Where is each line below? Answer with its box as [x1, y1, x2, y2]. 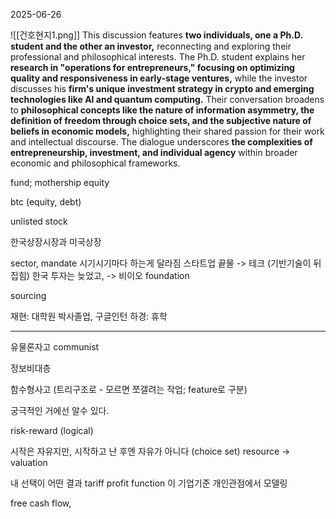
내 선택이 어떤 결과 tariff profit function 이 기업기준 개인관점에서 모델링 [10, 477, 288, 489]
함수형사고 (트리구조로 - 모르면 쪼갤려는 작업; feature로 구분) [10, 384, 248, 395]
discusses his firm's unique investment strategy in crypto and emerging [10, 83, 315, 94]
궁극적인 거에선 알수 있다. [10, 405, 110, 416]
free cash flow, [10, 497, 72, 509]
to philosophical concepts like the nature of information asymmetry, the [10, 104, 315, 116]
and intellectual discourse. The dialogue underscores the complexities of [10, 136, 313, 148]
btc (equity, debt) [10, 196, 82, 208]
